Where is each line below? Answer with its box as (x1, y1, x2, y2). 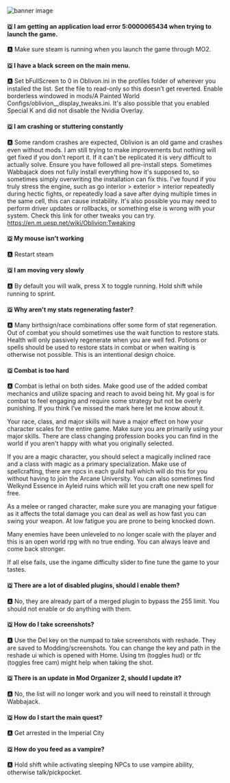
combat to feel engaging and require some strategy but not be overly (7, 397, 202, 405)
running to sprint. (7, 290, 56, 298)
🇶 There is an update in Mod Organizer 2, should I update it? (7, 674, 182, 682)
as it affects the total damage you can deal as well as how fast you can (7, 510, 207, 518)
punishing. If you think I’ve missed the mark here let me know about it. (7, 404, 205, 412)
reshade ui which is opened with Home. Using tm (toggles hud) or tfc (7, 651, 202, 659)
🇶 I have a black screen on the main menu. (7, 61, 131, 69)
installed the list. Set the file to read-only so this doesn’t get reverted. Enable (7, 84, 223, 93)
